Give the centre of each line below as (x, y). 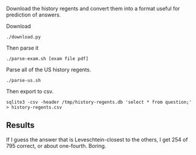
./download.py (24, 37)
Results (20, 125)
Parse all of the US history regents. (49, 70)
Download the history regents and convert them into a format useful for (93, 9)
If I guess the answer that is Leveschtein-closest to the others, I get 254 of (97, 139)
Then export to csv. (30, 91)
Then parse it (22, 48)
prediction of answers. (33, 15)
